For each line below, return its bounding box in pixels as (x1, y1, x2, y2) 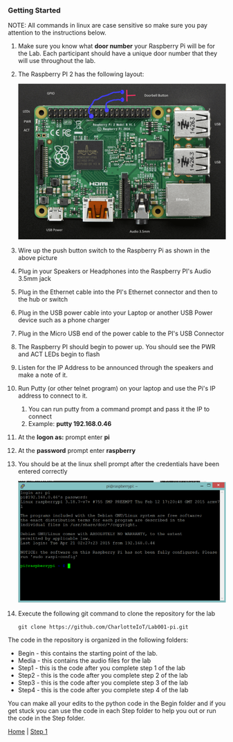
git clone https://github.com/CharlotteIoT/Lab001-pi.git (17, 623, 189, 631)
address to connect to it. (17, 391, 88, 400)
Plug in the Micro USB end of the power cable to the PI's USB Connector (17, 329, 225, 337)
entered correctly (17, 467, 68, 476)
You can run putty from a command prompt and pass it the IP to (28, 405, 210, 414)
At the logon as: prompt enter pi (17, 433, 110, 441)
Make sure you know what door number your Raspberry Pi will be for (17, 42, 216, 50)
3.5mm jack (17, 275, 51, 283)
